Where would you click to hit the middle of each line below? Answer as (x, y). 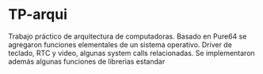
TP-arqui (38, 15)
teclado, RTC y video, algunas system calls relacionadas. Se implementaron (131, 53)
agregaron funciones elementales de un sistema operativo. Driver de (120, 44)
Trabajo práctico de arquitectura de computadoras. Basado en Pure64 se (128, 36)
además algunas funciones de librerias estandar (87, 61)
